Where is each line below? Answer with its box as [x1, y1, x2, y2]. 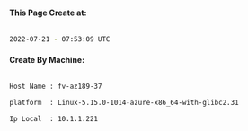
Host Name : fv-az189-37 [9, 82, 102, 92]
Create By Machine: [9, 54, 85, 65]
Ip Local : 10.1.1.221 [9, 115, 99, 124]
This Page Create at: [9, 7, 87, 18]
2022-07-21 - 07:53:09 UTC [9, 35, 111, 44]
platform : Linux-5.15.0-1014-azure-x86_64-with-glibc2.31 [9, 99, 240, 108]
